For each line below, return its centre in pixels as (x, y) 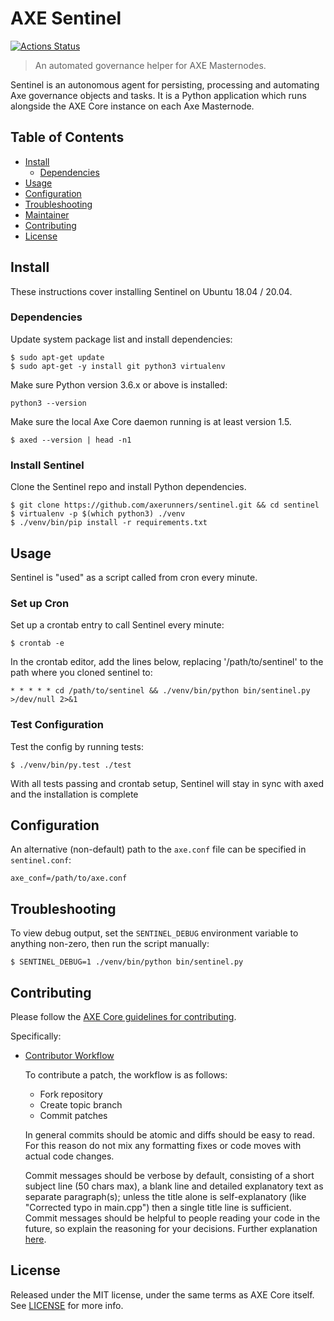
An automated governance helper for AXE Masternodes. (150, 65)
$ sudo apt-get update (57, 357)
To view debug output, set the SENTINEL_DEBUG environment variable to (154, 933)
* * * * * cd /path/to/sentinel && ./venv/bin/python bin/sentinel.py (160, 691)
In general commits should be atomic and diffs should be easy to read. (169, 1135)
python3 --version (48, 403)
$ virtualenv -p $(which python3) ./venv (98, 514)
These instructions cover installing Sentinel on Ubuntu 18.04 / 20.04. (151, 291)
